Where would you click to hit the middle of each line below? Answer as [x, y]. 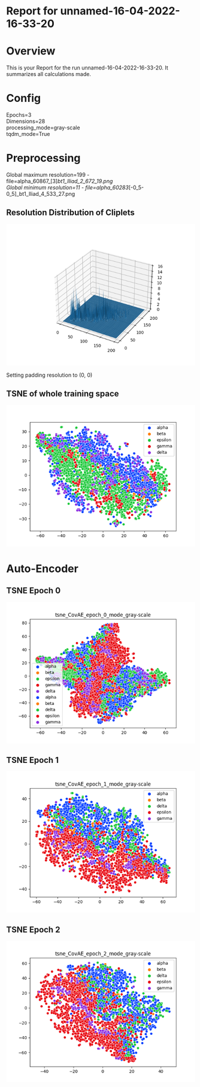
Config [23, 99]
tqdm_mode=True [28, 134]
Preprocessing [43, 158]
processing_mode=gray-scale [43, 128]
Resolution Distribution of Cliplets [70, 213]
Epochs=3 [19, 115]
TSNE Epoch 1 [32, 760]
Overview [31, 51]
